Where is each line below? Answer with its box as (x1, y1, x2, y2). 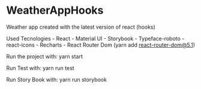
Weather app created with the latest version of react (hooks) (6, 23, 156, 30)
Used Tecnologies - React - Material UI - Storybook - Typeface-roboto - (6, 35, 185, 42)
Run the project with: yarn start (6, 53, 83, 60)
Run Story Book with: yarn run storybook (6, 76, 107, 83)
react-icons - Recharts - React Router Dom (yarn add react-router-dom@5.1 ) (6, 41, 196, 48)
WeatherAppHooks (6, 4, 104, 17)
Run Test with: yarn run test (6, 64, 74, 72)
